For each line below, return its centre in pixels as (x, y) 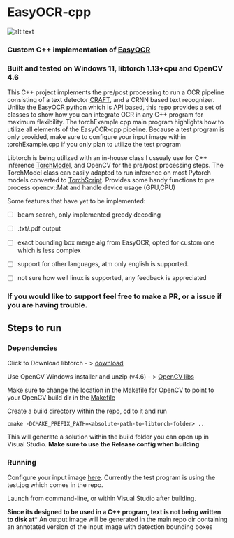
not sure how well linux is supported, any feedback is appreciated (112, 278)
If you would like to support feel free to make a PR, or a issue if (115, 296)
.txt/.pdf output (39, 228)
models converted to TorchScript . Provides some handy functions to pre (111, 180)
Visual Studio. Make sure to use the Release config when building (103, 444)
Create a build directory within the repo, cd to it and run (87, 411)
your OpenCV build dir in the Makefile (61, 398)
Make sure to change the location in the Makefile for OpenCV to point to (111, 390)
